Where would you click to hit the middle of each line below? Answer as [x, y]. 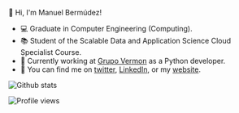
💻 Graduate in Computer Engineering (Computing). [106, 29]
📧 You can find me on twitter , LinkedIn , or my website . [111, 69]
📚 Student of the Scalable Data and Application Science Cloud [126, 41]
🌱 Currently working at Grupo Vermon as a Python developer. [123, 61]
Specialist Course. [51, 52]
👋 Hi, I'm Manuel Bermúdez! [55, 13]
